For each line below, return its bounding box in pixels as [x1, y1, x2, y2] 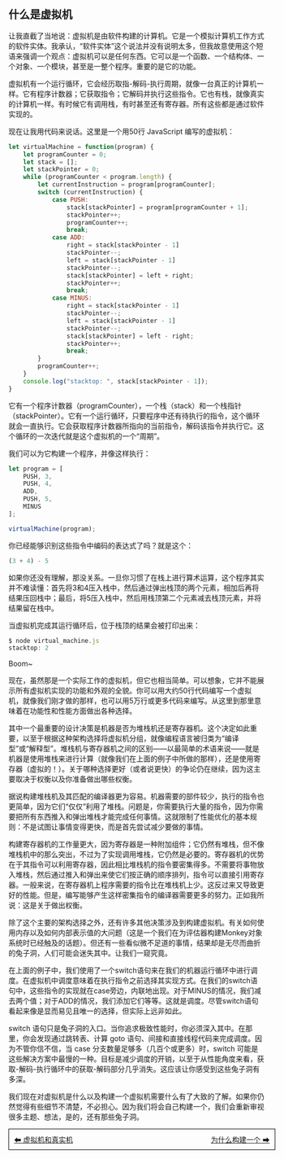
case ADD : [51, 234, 85, 242]
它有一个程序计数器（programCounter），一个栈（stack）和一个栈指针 [8, 400, 242, 410]
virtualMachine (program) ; [8, 524, 96, 533]
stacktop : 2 [8, 644, 49, 653]
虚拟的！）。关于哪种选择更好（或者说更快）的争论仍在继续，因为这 [29, 764, 254, 774]
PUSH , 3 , [23, 472, 53, 480]
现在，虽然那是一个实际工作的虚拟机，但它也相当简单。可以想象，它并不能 [8, 676, 257, 685]
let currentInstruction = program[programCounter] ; [37, 181, 217, 189]
